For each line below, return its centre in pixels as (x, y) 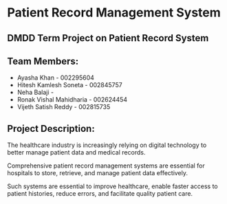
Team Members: (43, 61)
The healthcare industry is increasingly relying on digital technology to (107, 145)
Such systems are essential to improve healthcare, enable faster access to (112, 186)
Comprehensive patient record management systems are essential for (106, 166)
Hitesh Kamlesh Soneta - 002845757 (69, 85)
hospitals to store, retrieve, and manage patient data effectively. (97, 173)
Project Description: (51, 128)
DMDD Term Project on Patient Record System (108, 38)
